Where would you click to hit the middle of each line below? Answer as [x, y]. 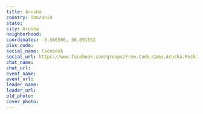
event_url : [20, 79]
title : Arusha [24, 12]
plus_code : [20, 46]
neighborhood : [24, 34]
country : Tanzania [29, 17]
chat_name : [20, 62]
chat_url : [19, 68]
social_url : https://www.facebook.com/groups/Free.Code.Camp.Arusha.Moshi [102, 57]
